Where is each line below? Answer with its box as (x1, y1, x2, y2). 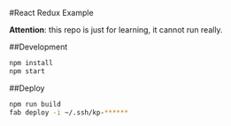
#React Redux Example (9, 8, 95, 18)
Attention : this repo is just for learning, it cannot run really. (9, 25, 223, 34)
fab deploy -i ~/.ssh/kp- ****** (9, 107, 128, 117)
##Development (9, 41, 68, 52)
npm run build (9, 100, 62, 108)
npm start (9, 66, 46, 76)
